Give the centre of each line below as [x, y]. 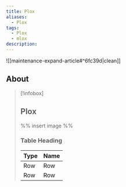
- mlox [19, 39]
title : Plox [20, 11]
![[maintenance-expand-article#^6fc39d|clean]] [63, 60]
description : [22, 44]
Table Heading [41, 141]
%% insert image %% [47, 126]
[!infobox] [32, 93]
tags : [12, 28]
